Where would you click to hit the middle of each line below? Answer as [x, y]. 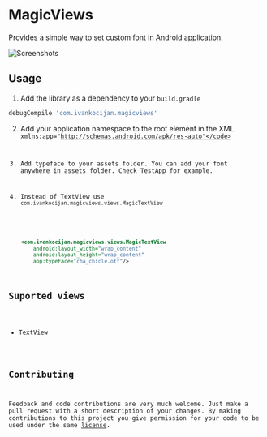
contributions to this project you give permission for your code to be [134, 418]
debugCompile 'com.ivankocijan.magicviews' [83, 113]
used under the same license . [60, 425]
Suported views [47, 296]
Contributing [41, 375]
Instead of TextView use [62, 197]
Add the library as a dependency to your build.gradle [110, 98]
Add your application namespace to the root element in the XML [127, 128]
